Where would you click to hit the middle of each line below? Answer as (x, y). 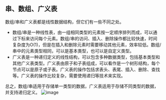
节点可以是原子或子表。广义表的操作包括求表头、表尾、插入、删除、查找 (86, 69)
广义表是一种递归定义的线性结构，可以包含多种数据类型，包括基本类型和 (86, 57)
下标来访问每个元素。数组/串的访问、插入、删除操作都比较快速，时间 (87, 38)
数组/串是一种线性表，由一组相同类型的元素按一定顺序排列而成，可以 (83, 32)
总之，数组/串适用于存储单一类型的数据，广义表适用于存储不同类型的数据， (82, 86)
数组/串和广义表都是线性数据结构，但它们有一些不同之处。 (65, 22)
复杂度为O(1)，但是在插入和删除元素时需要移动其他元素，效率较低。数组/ (87, 45)
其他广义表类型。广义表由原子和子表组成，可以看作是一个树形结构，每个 (86, 63)
